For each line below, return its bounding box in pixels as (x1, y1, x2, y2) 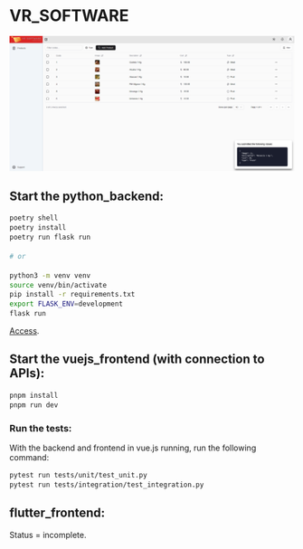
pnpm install (9, 391, 59, 400)
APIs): (9, 365, 45, 381)
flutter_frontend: (9, 506, 106, 521)
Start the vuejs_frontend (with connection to (9, 352, 265, 367)
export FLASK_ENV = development (9, 299, 124, 308)
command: (9, 451, 50, 462)
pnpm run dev (9, 400, 59, 410)
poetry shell (9, 213, 59, 222)
